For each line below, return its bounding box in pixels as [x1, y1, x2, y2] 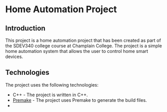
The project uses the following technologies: [5, 81, 99, 88]
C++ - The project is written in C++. [12, 92, 88, 98]
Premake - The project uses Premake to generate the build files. [12, 97, 147, 103]
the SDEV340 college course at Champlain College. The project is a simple [5, 43, 162, 49]
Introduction [5, 24, 46, 33]
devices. [5, 53, 23, 60]
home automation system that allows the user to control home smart [5, 48, 149, 54]
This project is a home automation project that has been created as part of [5, 37, 161, 43]
